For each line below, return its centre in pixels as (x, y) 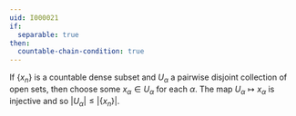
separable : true (48, 34)
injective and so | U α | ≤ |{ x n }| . (65, 102)
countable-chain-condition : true (81, 52)
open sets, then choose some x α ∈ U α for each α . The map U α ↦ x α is (142, 90)
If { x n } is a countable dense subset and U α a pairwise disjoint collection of (148, 78)
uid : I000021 (34, 18)
